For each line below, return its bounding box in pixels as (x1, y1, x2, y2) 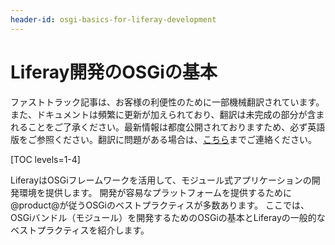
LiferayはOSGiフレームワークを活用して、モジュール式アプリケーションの (10, 174, 312, 186)
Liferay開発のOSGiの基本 (10, 61, 218, 83)
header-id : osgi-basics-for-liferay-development (10, 14, 217, 25)
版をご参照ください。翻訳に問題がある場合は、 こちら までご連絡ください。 (10, 133, 317, 145)
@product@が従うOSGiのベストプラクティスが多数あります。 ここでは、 (10, 199, 310, 211)
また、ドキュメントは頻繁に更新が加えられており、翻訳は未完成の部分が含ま (10, 108, 325, 120)
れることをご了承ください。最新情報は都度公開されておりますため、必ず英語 (10, 121, 326, 133)
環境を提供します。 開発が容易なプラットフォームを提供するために (18, 186, 293, 198)
